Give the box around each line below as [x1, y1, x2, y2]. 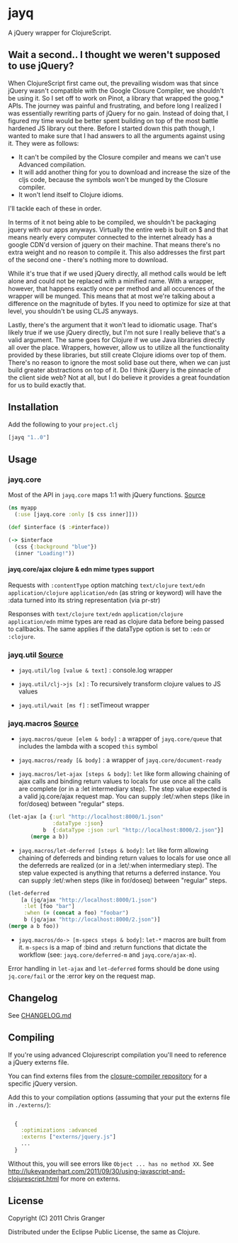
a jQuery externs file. [8, 1057, 69, 1067]
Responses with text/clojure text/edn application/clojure [8, 609, 183, 618]
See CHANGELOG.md [8, 1011, 72, 1019]
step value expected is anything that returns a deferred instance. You [18, 868, 220, 877]
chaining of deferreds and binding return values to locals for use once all [18, 853, 231, 862]
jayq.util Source [8, 649, 64, 659]
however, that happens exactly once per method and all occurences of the [8, 284, 225, 293]
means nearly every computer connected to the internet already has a [8, 232, 212, 242]
